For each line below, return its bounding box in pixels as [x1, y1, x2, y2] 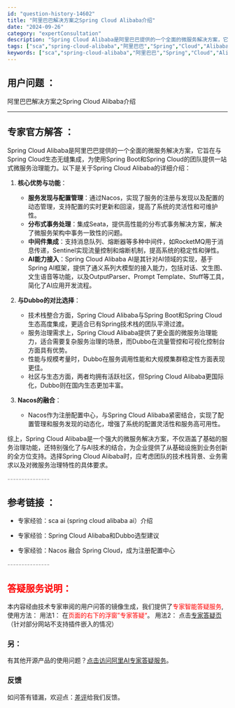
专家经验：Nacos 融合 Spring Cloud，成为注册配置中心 [17, 546, 176, 554]
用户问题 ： [7, 77, 56, 89]
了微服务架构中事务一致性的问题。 [27, 229, 127, 237]
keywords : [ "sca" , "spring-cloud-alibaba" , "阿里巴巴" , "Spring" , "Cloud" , [7, 50, 217, 57]
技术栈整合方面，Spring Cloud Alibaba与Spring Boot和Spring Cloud [27, 311, 222, 319]
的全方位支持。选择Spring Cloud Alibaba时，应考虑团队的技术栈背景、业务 [7, 451, 222, 460]
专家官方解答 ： [7, 126, 74, 138]
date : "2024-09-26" [7, 23, 64, 30]
